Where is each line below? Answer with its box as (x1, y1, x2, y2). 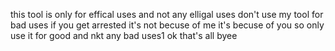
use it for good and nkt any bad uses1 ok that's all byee (10, 30, 238, 41)
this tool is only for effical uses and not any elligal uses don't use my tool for (10, 9, 324, 20)
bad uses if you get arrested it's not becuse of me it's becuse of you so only (10, 19, 325, 31)
